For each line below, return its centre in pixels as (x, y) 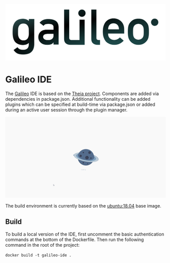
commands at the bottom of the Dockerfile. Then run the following (75, 239)
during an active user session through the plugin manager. (66, 110)
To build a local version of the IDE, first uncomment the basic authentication (85, 234)
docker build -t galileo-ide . (38, 255)
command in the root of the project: (42, 245)
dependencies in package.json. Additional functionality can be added (78, 99)
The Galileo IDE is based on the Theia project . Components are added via (82, 94)
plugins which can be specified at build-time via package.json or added (80, 104)
